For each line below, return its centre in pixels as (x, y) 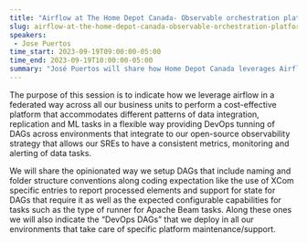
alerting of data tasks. (51, 153)
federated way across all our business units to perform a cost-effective (143, 104)
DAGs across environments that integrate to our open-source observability (150, 133)
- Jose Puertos (42, 43)
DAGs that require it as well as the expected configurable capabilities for (145, 200)
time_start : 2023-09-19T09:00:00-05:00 (85, 52)
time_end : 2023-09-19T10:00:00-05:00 (81, 60)
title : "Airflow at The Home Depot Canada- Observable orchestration (145, 18)
